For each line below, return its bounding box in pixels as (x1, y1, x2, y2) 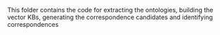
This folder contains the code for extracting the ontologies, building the (7, 6, 214, 14)
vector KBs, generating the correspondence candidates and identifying (7, 13, 213, 21)
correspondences (7, 21, 59, 28)
